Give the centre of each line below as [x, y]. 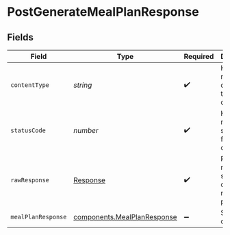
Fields [21, 37]
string [82, 85]
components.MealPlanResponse [125, 217]
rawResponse [30, 180]
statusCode [28, 131]
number [86, 131]
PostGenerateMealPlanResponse [103, 12]
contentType [30, 85]
